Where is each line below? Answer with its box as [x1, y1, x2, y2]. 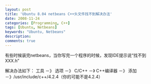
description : [5, 34, 31, 39]
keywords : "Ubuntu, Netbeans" [5, 29, 66, 34]
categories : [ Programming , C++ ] [5, 20, 70, 26]
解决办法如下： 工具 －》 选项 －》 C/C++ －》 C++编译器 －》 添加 [5, 68, 137, 73]
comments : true [5, 39, 36, 43]
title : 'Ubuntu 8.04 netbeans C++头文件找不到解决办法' [5, 12, 112, 16]
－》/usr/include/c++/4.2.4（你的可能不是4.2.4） [5, 73, 103, 80]
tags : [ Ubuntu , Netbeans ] [5, 25, 57, 30]
